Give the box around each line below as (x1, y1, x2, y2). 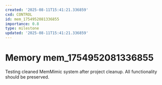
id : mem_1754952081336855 (5, 16, 59, 21)
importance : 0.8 (5, 21, 39, 26)
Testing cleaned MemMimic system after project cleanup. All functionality (5, 68, 157, 74)
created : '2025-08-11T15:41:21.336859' (5, 7, 89, 12)
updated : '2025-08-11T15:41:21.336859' (5, 30, 89, 35)
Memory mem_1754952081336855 (5, 52, 154, 63)
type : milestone (5, 26, 39, 31)
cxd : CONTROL (5, 12, 33, 17)
